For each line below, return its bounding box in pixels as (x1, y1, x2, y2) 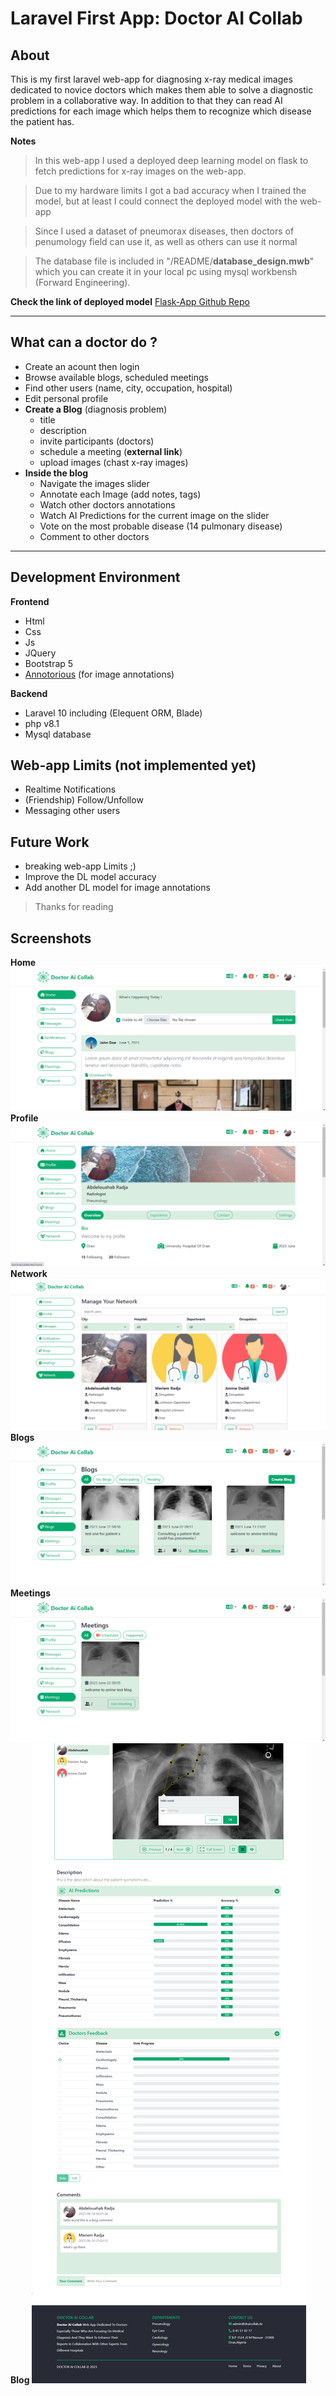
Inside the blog (24, 467, 89, 479)
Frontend (10, 595, 50, 607)
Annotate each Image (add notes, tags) (39, 488, 202, 500)
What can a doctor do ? (10, 334, 158, 351)
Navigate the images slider (39, 477, 150, 489)
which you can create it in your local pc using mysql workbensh (34, 266, 298, 277)
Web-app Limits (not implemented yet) (10, 757, 257, 774)
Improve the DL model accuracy (24, 871, 157, 883)
